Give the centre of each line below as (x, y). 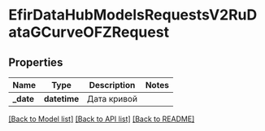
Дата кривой (112, 99)
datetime (61, 99)
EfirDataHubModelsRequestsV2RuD (133, 15)
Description (112, 85)
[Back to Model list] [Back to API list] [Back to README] (102, 119)
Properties (36, 62)
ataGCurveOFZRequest (89, 32)
